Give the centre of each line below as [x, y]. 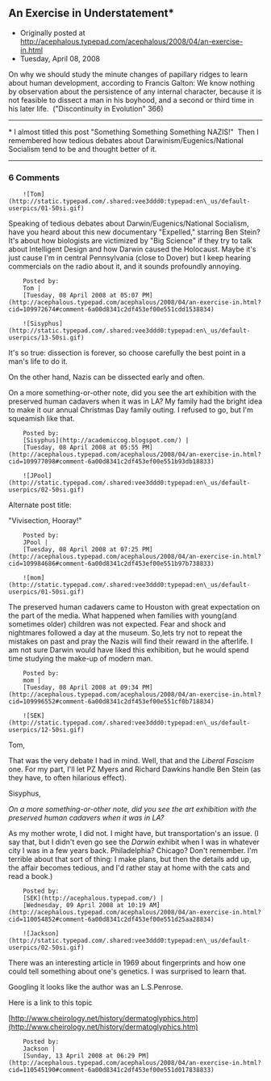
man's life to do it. [38, 361]
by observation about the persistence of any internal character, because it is [135, 91]
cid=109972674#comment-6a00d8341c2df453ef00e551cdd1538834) [112, 310]
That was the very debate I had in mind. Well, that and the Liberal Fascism [131, 761]
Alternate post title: [40, 505]
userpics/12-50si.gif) [46, 730]
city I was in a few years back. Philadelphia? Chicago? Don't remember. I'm [133, 851]
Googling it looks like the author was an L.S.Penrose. [96, 987]
